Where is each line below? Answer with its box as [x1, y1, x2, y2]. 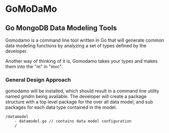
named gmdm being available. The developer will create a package [5, 93, 147, 100]
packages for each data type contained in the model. [5, 104, 117, 110]
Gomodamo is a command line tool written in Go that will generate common [5, 37, 164, 43]
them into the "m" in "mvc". [5, 64, 63, 69]
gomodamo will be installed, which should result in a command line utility [5, 88, 160, 94]
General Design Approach [5, 76, 71, 83]
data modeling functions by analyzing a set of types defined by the [5, 43, 147, 49]
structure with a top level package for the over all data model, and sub [5, 99, 153, 105]
